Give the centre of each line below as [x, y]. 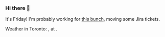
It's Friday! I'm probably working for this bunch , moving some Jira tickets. [83, 19]
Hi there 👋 [18, 8]
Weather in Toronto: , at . [31, 29]
